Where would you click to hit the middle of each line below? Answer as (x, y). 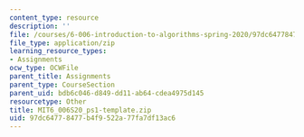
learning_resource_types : (58, 51)
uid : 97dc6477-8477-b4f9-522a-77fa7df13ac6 (93, 118)
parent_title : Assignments (60, 77)
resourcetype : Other (48, 101)
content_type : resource (54, 18)
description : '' (40, 26)
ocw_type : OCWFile (44, 68)
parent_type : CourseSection (62, 85)
